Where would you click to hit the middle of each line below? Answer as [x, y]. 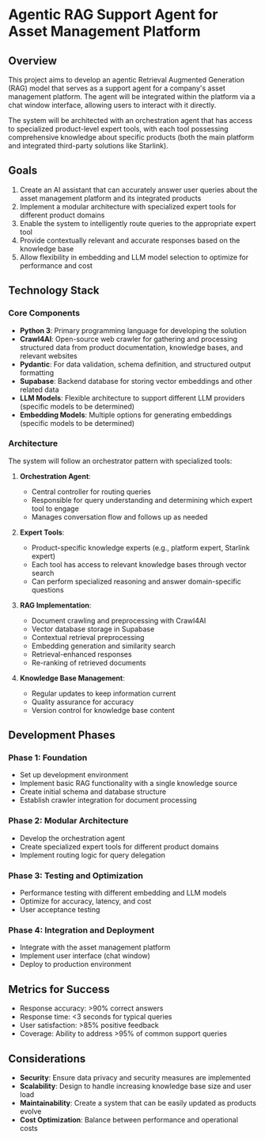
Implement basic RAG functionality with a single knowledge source [128, 784]
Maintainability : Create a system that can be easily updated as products [138, 1103]
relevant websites [48, 355]
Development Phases [62, 735]
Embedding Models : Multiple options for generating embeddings [125, 415]
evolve [30, 1111]
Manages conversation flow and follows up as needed [119, 516]
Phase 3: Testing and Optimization [76, 876]
